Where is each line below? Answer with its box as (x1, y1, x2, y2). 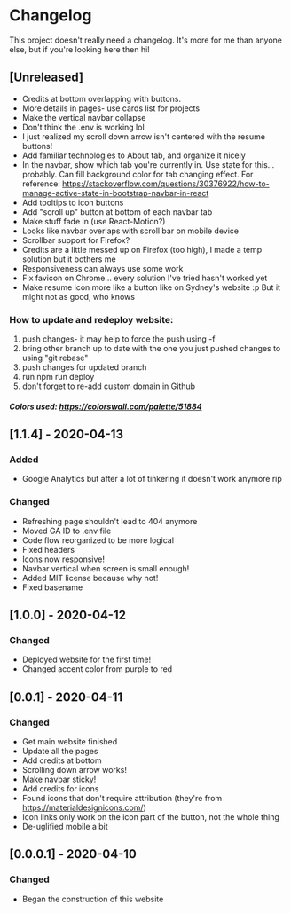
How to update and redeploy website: (9, 313, 174, 326)
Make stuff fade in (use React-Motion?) (21, 216, 166, 226)
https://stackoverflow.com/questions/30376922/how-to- (61, 178, 270, 189)
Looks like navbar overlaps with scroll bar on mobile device (21, 225, 240, 236)
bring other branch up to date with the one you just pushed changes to (21, 343, 281, 354)
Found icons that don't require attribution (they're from (21, 793, 223, 803)
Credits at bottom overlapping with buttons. (21, 93, 182, 104)
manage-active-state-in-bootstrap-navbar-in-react (21, 187, 209, 198)
